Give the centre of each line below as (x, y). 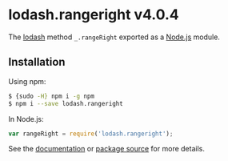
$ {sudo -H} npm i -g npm (51, 96)
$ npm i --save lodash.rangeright (66, 103)
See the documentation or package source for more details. (107, 149)
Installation (37, 62)
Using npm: (27, 81)
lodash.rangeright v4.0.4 (94, 15)
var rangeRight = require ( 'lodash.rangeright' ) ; (91, 134)
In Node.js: (26, 119)
